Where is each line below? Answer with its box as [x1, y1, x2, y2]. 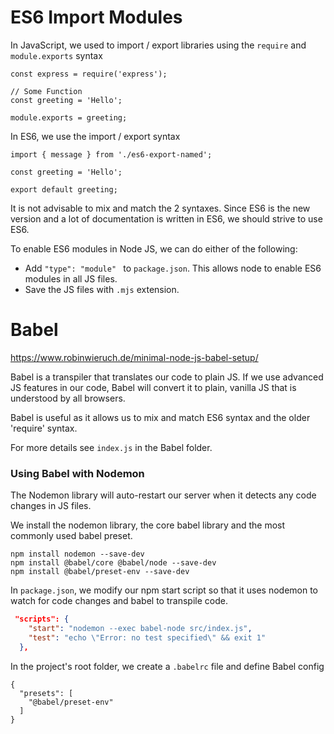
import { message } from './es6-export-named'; [10, 149, 213, 160]
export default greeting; [10, 184, 118, 195]
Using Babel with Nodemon [10, 466, 145, 480]
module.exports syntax [10, 49, 103, 61]
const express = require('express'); [10, 69, 168, 79]
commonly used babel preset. [10, 530, 133, 542]
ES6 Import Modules [10, 6, 183, 29]
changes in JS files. [10, 500, 92, 512]
